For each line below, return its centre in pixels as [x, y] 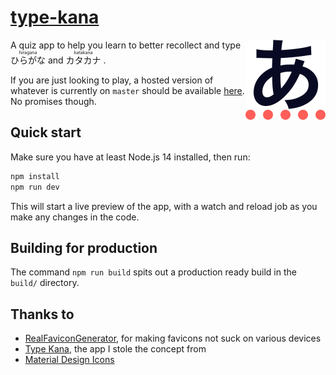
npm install [35, 176]
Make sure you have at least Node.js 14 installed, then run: [130, 157]
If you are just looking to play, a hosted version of [112, 80]
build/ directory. [45, 283]
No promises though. [53, 101]
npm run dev [35, 187]
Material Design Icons [69, 360]
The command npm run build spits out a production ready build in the [153, 272]
